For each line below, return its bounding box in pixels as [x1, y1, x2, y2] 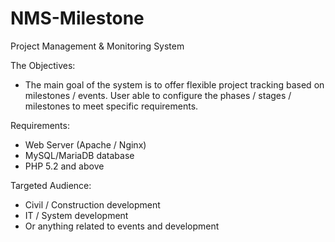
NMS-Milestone [10, 7, 145, 30]
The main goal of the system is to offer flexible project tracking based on [24, 78, 325, 91]
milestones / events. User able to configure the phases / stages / [24, 89, 292, 101]
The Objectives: [10, 59, 76, 71]
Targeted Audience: [10, 179, 92, 191]
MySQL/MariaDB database [24, 149, 135, 161]
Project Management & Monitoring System [10, 40, 185, 52]
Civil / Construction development [24, 198, 161, 211]
